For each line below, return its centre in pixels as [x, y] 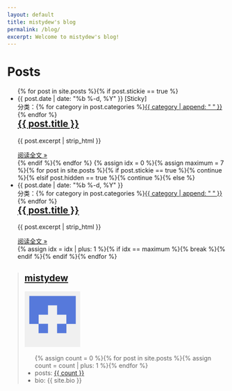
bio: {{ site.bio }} [58, 380]
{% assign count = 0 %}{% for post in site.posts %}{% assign [123, 358]
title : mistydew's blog [42, 22]
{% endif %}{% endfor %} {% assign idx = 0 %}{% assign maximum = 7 [121, 163]
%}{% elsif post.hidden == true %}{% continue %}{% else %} [106, 177]
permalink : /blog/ [34, 29]
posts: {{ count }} [59, 373]
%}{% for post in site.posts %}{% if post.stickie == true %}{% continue [119, 170]
